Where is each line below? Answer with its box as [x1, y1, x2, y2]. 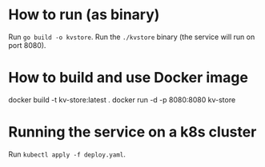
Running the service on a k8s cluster [8, 123, 257, 141]
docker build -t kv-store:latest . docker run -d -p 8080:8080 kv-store [8, 94, 236, 105]
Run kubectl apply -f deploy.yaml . [8, 149, 126, 159]
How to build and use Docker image [8, 69, 248, 87]
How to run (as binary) [8, 6, 160, 24]
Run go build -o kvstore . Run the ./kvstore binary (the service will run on [8, 32, 255, 42]
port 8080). [8, 40, 46, 50]
